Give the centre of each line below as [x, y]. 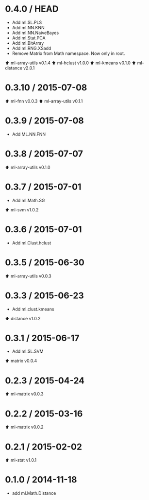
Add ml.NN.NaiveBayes [35, 33]
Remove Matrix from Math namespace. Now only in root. [68, 53]
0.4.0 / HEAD [32, 9]
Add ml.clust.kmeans [33, 309]
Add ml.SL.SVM [28, 351]
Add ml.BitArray [28, 43]
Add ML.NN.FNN [29, 134]
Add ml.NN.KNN [28, 27]
